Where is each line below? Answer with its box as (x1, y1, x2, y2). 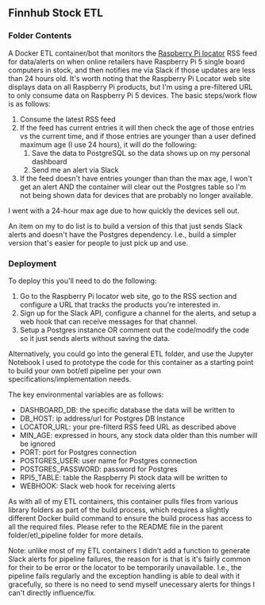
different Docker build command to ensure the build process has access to (8, 513, 252, 523)
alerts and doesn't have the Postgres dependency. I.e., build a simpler (8, 230, 236, 239)
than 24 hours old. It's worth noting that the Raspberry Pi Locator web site (8, 73, 251, 83)
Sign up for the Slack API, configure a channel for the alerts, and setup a (19, 308, 256, 317)
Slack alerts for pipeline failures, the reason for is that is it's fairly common (8, 554, 252, 564)
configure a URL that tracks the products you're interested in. (19, 300, 221, 309)
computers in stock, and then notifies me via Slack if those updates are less (8, 65, 255, 75)
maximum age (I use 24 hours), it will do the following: (19, 139, 197, 149)
